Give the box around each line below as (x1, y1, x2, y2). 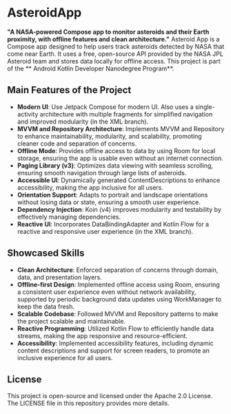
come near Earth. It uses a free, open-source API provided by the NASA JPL (7, 50, 224, 58)
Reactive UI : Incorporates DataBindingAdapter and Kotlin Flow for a (17, 219, 209, 228)
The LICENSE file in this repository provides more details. (7, 399, 170, 408)
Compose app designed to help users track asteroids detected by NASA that (7, 42, 225, 50)
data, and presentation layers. (17, 273, 102, 281)
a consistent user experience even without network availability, (17, 288, 197, 296)
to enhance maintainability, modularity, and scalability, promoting (17, 132, 202, 140)
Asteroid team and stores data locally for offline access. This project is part (7, 57, 221, 65)
